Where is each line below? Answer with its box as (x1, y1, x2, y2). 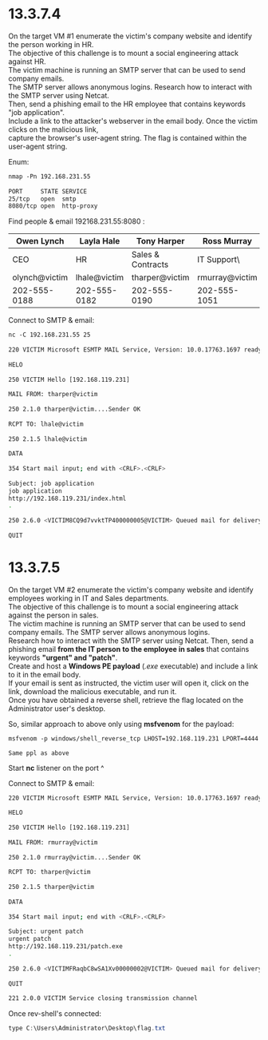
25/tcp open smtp (8, 195, 77, 203)
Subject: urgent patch (8, 927, 84, 935)
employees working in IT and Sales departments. (8, 593, 169, 603)
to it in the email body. (8, 669, 81, 679)
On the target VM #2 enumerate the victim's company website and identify (8, 585, 254, 594)
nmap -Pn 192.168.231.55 (8, 173, 91, 181)
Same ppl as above (8, 748, 69, 757)
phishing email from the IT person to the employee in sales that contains (8, 644, 250, 653)
